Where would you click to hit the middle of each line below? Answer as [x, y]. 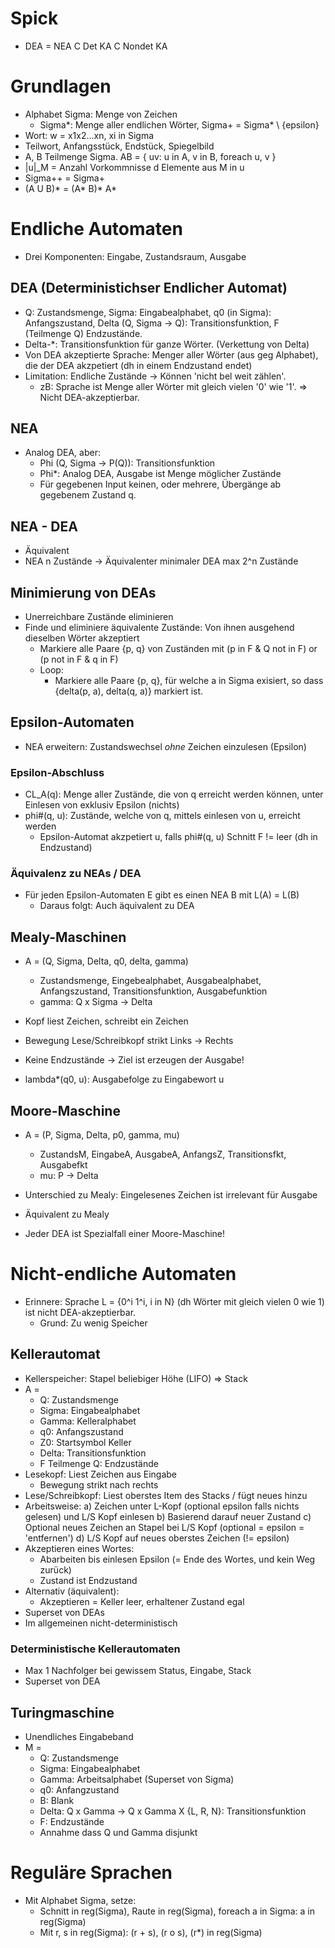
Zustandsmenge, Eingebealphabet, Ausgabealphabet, [150, 981]
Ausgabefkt [63, 1165]
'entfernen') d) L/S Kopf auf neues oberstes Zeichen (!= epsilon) [157, 1538]
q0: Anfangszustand [81, 1431]
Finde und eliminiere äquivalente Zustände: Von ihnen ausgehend [159, 628]
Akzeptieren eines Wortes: [79, 1548]
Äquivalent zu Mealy [67, 1214]
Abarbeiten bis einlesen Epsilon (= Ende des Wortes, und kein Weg [177, 1559]
